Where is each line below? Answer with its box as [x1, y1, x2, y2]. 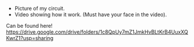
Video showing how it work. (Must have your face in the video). [14, 11, 167, 18]
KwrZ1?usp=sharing [6, 35, 54, 41]
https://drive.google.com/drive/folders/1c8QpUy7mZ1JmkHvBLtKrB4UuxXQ [6, 28, 188, 35]
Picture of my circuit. [14, 5, 65, 12]
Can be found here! [6, 23, 53, 29]
